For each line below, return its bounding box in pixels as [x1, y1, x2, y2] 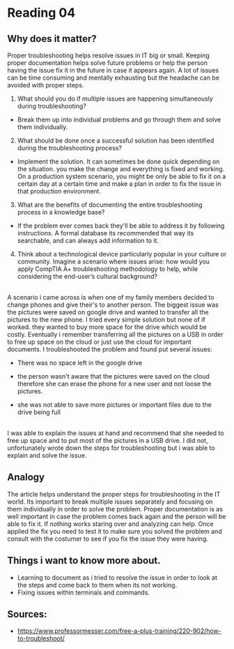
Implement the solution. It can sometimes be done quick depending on [17, 157, 220, 166]
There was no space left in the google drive [17, 358, 143, 367]
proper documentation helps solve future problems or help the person [7, 59, 208, 67]
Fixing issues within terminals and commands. [17, 588, 150, 597]
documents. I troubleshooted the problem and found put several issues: [7, 345, 212, 353]
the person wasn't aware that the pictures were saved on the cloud [17, 372, 210, 380]
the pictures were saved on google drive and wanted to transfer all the [7, 308, 209, 316]
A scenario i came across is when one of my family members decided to [7, 293, 214, 301]
